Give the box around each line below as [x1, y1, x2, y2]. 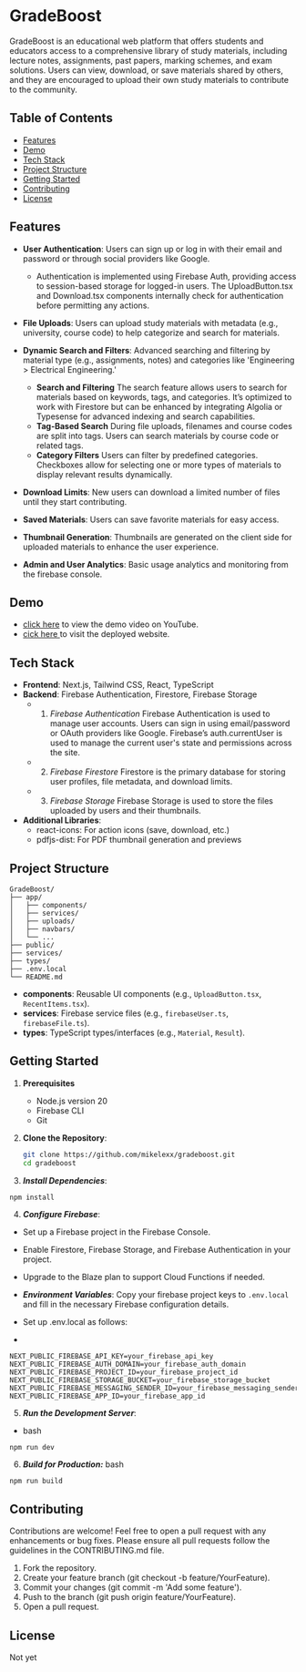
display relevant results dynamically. [36, 468, 173, 479]
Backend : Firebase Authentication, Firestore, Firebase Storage [22, 689, 258, 700]
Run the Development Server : [22, 1408, 137, 1419]
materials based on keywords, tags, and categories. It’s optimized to [36, 391, 292, 402]
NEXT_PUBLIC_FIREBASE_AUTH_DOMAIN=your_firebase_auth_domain [9, 1359, 247, 1369]
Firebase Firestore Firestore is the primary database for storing [49, 766, 286, 777]
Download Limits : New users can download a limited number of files [22, 487, 280, 497]
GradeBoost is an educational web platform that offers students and [9, 36, 264, 46]
